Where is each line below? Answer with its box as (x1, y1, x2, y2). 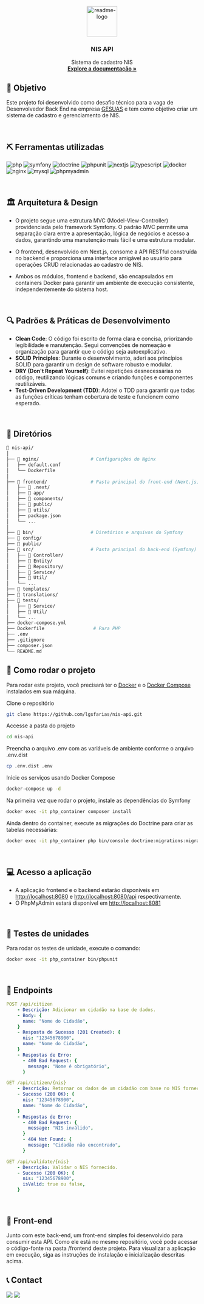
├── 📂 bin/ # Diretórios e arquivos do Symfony (6, 529, 183, 536)
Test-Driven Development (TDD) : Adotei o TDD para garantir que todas (15, 386, 195, 394)
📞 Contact (6, 1275, 42, 1285)
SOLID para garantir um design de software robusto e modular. (15, 360, 172, 368)
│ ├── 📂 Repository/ (6, 563, 64, 569)
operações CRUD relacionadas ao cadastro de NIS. (15, 261, 143, 268)
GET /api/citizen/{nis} (6, 1080, 67, 1086)
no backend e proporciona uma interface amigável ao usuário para (15, 254, 182, 261)
